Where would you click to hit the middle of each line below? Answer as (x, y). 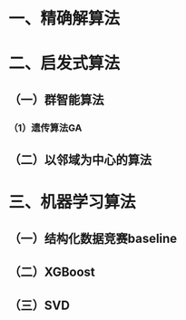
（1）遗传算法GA (45, 128)
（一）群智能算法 (56, 99)
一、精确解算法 (64, 19)
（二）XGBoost (52, 272)
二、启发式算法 (64, 63)
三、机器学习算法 (73, 203)
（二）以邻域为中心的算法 (80, 160)
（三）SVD (39, 306)
